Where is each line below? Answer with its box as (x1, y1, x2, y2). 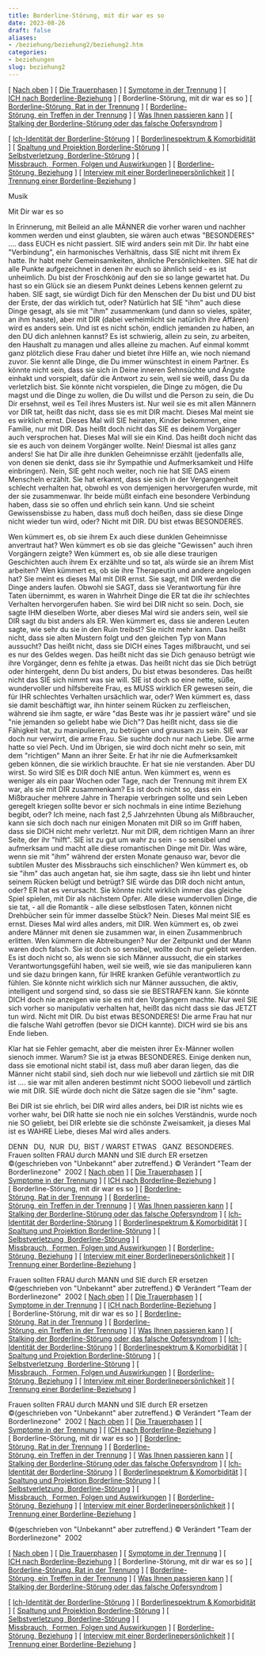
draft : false (8, 26, 51, 34)
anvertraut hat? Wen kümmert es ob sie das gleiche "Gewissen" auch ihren (8, 540, 253, 550)
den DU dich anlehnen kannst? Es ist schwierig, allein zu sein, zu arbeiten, (8, 331, 251, 341)
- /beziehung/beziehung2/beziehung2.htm (8, 41, 144, 49)
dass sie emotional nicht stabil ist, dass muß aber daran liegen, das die (8, 1061, 239, 1070)
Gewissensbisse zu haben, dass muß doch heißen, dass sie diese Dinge (8, 508, 244, 517)
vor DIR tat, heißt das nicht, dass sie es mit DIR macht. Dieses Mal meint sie (8, 407, 254, 417)
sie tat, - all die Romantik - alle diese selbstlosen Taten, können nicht (8, 902, 232, 912)
